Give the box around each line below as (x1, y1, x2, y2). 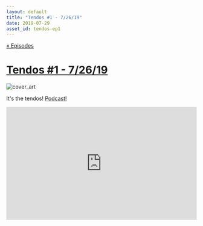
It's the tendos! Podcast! (6, 95, 68, 102)
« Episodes (6, 42, 34, 49)
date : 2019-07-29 (6, 20, 50, 26)
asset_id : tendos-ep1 (6, 25, 61, 32)
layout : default (6, 8, 47, 15)
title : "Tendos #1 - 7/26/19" (6, 14, 83, 20)
